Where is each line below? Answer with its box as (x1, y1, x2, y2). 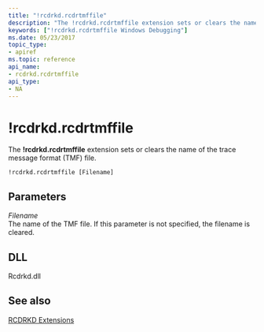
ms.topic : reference (8, 56, 76, 64)
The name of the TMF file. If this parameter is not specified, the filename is (8, 219, 250, 229)
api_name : (8, 63, 41, 71)
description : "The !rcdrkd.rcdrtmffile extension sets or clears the (8, 19, 241, 27)
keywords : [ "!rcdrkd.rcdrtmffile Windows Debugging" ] (8, 26, 189, 34)
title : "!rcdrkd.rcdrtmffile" (8, 11, 108, 20)
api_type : (8, 77, 41, 85)
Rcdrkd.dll (8, 271, 42, 281)
